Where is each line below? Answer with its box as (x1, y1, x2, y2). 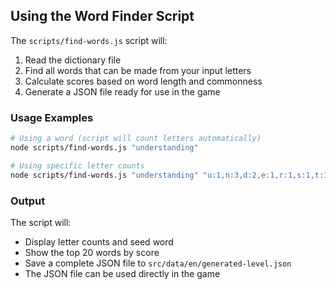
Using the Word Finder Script (10, 8, 195, 25)
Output (10, 194, 46, 208)
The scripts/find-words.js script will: (10, 34, 168, 46)
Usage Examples (10, 110, 94, 124)
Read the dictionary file (24, 54, 122, 66)
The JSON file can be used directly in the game (24, 267, 221, 279)
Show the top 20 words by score (24, 246, 160, 258)
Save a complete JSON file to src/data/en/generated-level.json (24, 257, 292, 269)
